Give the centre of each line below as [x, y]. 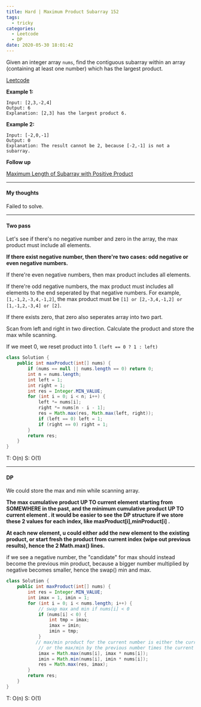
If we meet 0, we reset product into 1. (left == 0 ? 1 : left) [82, 347]
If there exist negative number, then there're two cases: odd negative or [97, 257]
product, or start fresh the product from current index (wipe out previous [98, 539]
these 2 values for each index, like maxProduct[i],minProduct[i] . [88, 521]
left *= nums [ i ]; [60, 402]
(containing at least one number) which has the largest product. [85, 68]
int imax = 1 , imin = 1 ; [59, 597]
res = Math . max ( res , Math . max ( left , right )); [96, 414]
